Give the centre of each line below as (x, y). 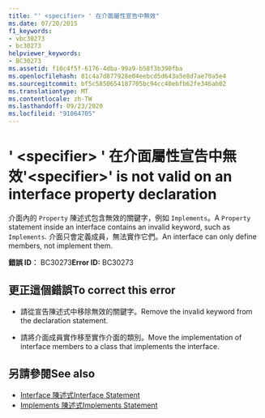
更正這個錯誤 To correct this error (92, 290)
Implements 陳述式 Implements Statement (89, 405)
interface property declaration (113, 194)
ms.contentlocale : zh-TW (50, 99)
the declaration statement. (64, 320)
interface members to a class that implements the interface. (120, 346)
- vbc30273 (27, 38)
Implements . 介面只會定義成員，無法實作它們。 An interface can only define (133, 237)
